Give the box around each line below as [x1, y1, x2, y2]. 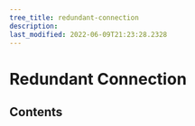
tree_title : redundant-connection [9, 13, 140, 22]
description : [9, 22, 59, 31]
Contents [9, 104, 63, 120]
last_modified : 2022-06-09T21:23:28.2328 [9, 30, 168, 39]
